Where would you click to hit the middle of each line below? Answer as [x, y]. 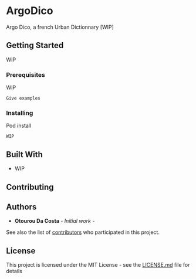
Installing [20, 113]
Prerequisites [26, 74]
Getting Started [35, 45]
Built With [24, 154]
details [14, 271]
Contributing [30, 187]
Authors [21, 207]
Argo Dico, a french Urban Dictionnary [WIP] [60, 27]
